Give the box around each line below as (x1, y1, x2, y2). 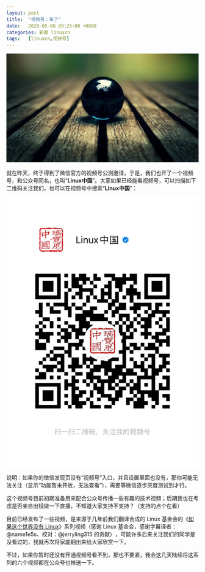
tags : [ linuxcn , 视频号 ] (6, 36, 70, 42)
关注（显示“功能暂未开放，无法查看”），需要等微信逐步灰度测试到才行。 (11, 481, 190, 489)
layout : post (6, 10, 40, 16)
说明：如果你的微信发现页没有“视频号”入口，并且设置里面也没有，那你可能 (6, 474, 193, 481)
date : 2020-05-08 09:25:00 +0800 (6, 23, 97, 29)
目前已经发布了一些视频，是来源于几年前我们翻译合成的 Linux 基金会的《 (6, 515, 189, 523)
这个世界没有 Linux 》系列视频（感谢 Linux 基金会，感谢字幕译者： (11, 523, 177, 530)
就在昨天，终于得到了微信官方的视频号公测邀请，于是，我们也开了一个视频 (6, 169, 193, 176)
